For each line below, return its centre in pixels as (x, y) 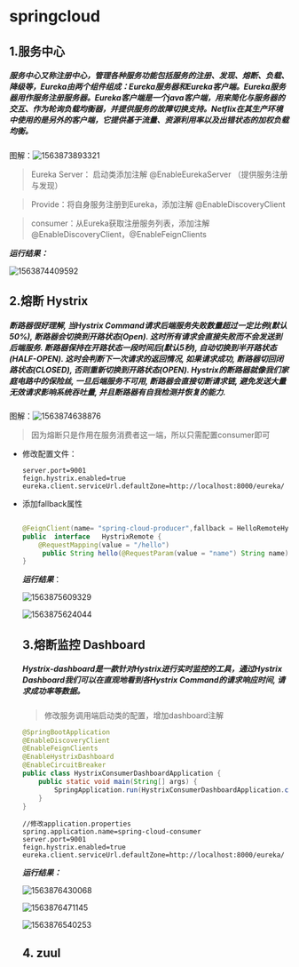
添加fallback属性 (52, 503)
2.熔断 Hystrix (49, 301)
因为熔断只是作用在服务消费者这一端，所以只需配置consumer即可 (150, 435)
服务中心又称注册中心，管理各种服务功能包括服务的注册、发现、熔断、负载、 (149, 76)
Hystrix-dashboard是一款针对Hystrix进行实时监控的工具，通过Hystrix (152, 669)
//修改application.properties (76, 824)
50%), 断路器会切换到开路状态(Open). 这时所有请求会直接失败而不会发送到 (146, 336)
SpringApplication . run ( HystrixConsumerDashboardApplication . (170, 790)
